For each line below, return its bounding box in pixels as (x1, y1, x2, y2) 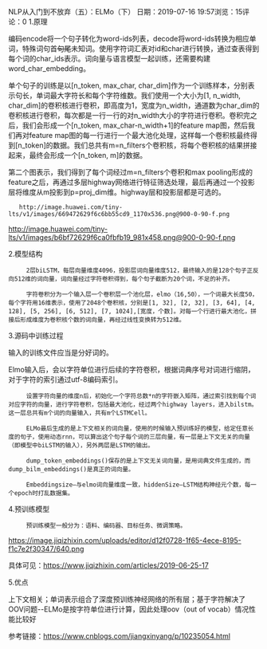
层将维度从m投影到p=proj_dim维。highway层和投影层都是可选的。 (8, 187, 226, 197)
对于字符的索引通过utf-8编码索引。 (8, 375, 123, 384)
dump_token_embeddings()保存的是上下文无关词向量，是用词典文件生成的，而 (26, 457, 251, 465)
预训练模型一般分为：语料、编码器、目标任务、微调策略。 (26, 521, 187, 529)
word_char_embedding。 (8, 64, 90, 73)
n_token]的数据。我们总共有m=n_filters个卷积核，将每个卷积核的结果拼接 (18, 140, 257, 150)
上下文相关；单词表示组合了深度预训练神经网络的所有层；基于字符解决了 (8, 595, 245, 604)
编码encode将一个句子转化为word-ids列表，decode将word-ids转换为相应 (8, 34, 249, 43)
